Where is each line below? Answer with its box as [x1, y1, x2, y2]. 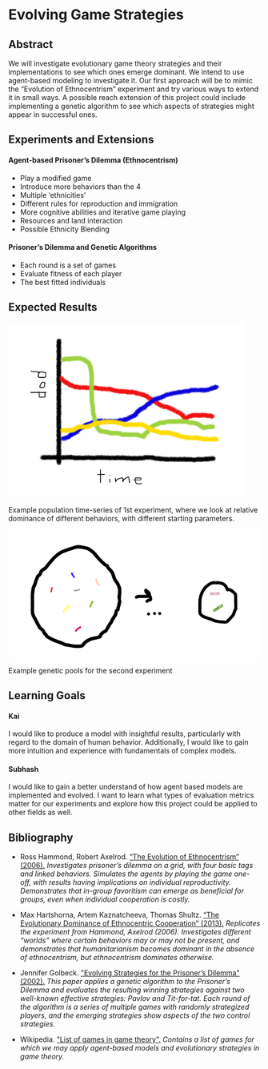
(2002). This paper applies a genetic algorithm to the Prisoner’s [19, 977, 230, 987]
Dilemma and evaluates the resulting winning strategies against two [19, 985, 246, 995]
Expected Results [8, 300, 98, 314]
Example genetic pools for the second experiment [8, 665, 173, 675]
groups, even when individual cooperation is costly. [19, 894, 190, 904]
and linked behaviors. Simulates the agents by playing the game [19, 869, 233, 878]
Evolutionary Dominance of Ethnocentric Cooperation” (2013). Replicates [19, 918, 261, 928]
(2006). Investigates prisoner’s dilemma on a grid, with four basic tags [19, 861, 254, 870]
